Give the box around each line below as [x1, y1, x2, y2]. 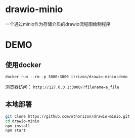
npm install [5, 123, 30, 128]
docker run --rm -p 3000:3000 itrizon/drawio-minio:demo [5, 74, 128, 79]
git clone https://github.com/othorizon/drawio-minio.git [5, 114, 130, 119]
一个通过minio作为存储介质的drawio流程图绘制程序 [5, 21, 111, 27]
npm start [5, 128, 26, 133]
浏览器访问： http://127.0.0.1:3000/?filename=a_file [5, 84, 119, 90]
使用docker [5, 60, 41, 69]
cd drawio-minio [5, 118, 39, 124]
